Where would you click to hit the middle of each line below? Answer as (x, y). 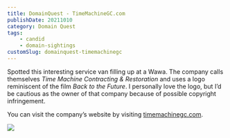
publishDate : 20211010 (40, 20)
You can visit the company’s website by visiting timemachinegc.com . (105, 114)
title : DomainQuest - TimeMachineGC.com (67, 13)
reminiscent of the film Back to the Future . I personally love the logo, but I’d (114, 86)
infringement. (26, 101)
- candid (32, 39)
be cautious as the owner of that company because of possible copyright (112, 93)
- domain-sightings (48, 46)
